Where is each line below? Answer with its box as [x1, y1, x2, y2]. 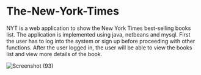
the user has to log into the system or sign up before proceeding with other [6, 37, 196, 45]
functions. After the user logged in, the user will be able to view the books [6, 44, 192, 51]
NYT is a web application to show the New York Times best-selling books [6, 24, 191, 32]
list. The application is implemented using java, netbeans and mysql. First [6, 30, 191, 38]
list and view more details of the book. [6, 50, 103, 57]
